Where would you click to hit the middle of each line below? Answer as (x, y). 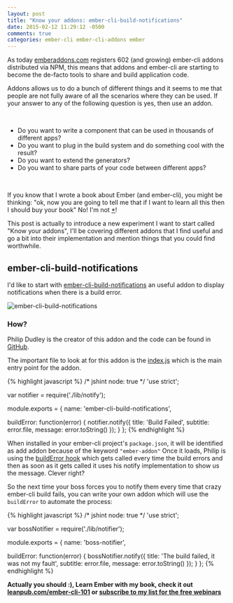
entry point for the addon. (44, 368)
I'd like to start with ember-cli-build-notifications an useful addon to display (116, 284)
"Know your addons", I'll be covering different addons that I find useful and (115, 231)
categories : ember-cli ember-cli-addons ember (76, 40)
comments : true (29, 33)
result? (27, 153)
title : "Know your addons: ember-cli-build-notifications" (95, 20)
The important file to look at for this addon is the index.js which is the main (115, 360)
